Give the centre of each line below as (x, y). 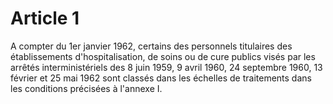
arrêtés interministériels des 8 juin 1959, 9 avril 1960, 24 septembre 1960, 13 (166, 67)
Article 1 (45, 18)
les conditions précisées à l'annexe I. (86, 88)
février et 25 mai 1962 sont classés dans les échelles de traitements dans (161, 78)
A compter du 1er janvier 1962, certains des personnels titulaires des (151, 46)
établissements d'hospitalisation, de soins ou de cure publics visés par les (163, 56)
